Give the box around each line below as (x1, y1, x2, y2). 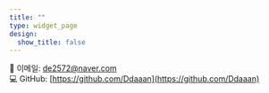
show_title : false (17, 37, 87, 47)
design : (9, 29, 38, 38)
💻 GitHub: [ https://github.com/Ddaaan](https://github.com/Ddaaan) (9, 74, 260, 84)
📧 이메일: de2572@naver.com (9, 63, 118, 74)
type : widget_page (9, 21, 78, 30)
